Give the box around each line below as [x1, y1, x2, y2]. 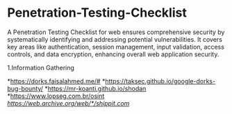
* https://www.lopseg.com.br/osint [7, 92, 105, 100]
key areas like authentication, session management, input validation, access [7, 42, 224, 51]
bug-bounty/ [7, 84, 44, 92]
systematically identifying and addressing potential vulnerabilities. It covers [7, 35, 222, 43]
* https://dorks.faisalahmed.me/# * [7, 76, 106, 85]
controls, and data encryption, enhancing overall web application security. [7, 50, 219, 58]
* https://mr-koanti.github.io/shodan [44, 84, 147, 92]
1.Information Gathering [7, 63, 75, 72]
